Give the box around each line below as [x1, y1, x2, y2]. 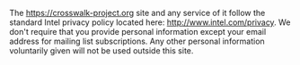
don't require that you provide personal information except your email [9, 27, 267, 37]
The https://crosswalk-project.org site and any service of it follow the [9, 8, 266, 18]
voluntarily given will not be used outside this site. [9, 45, 194, 56]
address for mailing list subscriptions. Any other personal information [9, 36, 265, 46]
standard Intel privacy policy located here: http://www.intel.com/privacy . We [9, 17, 291, 28]
